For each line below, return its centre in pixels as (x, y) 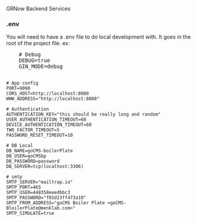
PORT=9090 (18, 89)
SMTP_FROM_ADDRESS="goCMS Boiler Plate (56, 203)
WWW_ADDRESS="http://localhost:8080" (53, 99)
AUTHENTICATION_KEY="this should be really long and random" (84, 115)
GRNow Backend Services (38, 9)
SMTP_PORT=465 (24, 187)
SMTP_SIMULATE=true (30, 214)
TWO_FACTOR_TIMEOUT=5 (33, 130)
